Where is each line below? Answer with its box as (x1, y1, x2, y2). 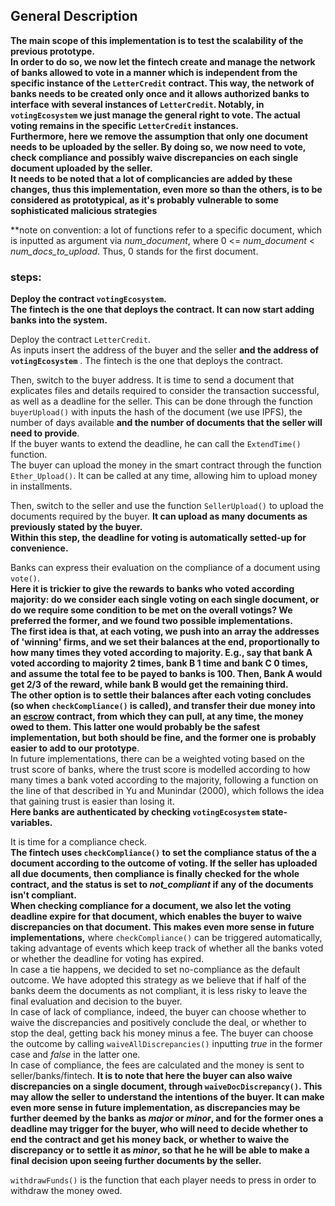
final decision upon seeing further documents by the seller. (10, 1155, 262, 1167)
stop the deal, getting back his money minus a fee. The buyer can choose (10, 1027, 314, 1039)
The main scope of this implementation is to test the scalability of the (10, 34, 304, 46)
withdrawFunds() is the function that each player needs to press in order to (10, 1174, 317, 1186)
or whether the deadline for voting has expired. (10, 953, 204, 965)
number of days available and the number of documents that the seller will (10, 417, 323, 429)
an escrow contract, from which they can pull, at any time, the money (10, 710, 304, 723)
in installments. (10, 480, 73, 493)
